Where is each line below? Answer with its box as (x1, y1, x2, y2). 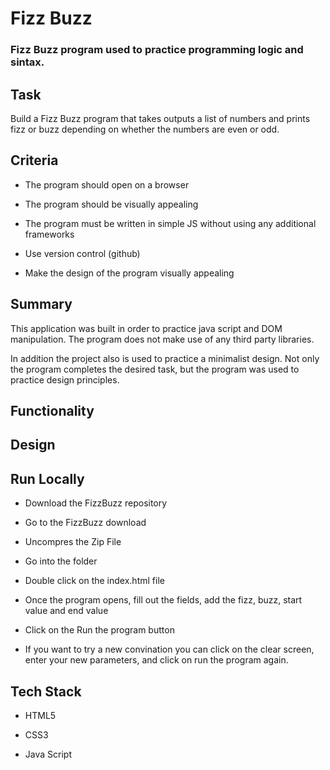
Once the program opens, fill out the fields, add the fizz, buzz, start (24, 594, 303, 606)
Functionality (10, 402, 95, 419)
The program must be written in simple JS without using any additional (24, 217, 317, 229)
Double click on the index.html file (24, 575, 165, 587)
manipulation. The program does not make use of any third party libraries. (10, 333, 315, 345)
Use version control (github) (24, 247, 141, 259)
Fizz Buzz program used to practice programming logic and (10, 43, 304, 57)
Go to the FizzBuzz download (24, 517, 147, 529)
